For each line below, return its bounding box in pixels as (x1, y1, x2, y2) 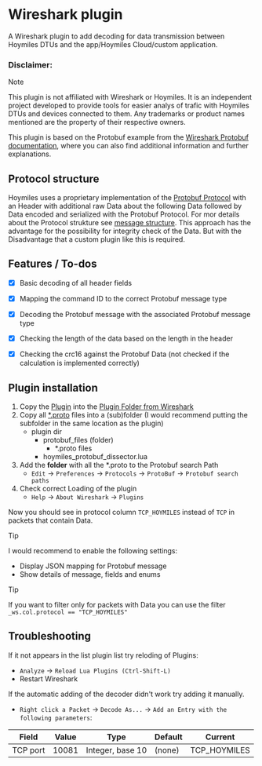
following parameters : (19, 713, 93, 722)
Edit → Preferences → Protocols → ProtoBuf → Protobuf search (31, 469, 239, 478)
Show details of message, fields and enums (19, 569, 161, 578)
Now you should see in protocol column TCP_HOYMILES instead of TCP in (8, 507, 235, 516)
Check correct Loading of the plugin (19, 483, 137, 493)
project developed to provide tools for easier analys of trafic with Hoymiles (8, 100, 249, 111)
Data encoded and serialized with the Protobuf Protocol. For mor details (8, 210, 240, 219)
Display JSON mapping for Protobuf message (19, 561, 167, 571)
